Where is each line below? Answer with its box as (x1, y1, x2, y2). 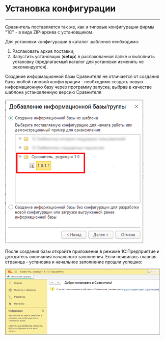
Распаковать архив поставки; (12, 48, 75, 54)
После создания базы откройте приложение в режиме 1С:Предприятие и (5, 248, 160, 254)
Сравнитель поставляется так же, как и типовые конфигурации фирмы (5, 24, 155, 30)
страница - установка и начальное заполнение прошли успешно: (5, 259, 142, 265)
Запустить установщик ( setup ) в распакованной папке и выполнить (12, 53, 155, 59)
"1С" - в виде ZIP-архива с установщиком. (5, 29, 94, 35)
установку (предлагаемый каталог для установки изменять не (12, 59, 144, 65)
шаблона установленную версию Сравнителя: (5, 89, 103, 95)
